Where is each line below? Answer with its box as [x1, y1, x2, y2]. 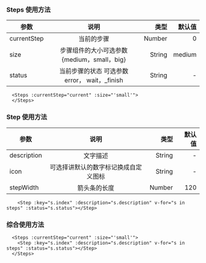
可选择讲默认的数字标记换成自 [50, 162, 136, 171]
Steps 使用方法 [6, 5, 51, 13]
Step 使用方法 [6, 113, 47, 121]
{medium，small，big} [61, 55, 126, 64]
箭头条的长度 [77, 183, 115, 192]
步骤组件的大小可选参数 [59, 46, 128, 55]
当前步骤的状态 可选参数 [59, 67, 129, 75]
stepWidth [9, 183, 39, 191]
